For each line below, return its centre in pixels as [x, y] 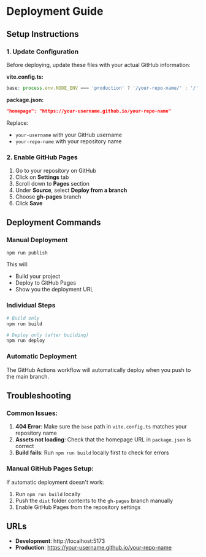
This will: [17, 264]
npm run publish [27, 253]
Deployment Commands [54, 223]
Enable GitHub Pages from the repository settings [78, 507]
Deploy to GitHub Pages [46, 283]
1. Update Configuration [42, 52]
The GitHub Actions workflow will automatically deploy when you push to [99, 369]
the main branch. [28, 376]
